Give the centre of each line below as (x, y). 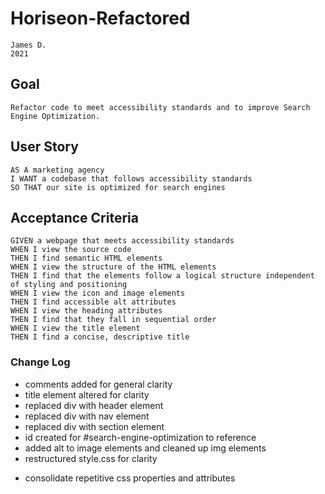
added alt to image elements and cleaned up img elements (145, 448)
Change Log (40, 362)
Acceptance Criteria (74, 217)
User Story (44, 147)
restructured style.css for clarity (91, 458)
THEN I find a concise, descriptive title (100, 337)
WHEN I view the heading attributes (86, 311)
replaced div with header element (94, 405)
